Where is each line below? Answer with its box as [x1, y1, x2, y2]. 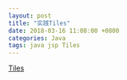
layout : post [8, 11, 52, 20]
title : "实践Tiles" [8, 19, 71, 27]
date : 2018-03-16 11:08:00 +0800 [8, 26, 120, 34]
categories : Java [8, 34, 66, 42]
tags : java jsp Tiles [8, 42, 81, 50]
